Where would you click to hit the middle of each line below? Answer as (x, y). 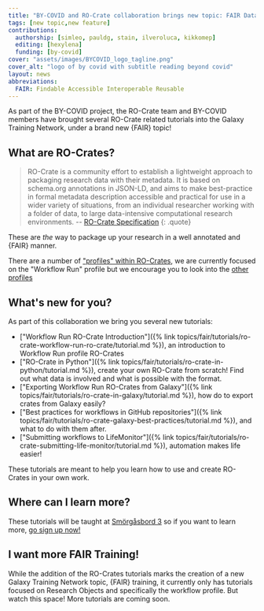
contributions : (33, 30)
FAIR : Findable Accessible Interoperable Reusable (100, 89)
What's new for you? (60, 302)
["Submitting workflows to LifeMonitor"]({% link (97, 437)
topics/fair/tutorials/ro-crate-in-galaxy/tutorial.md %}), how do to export (136, 395)
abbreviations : (33, 81)
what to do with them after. (63, 429)
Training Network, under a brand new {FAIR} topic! (90, 128)
